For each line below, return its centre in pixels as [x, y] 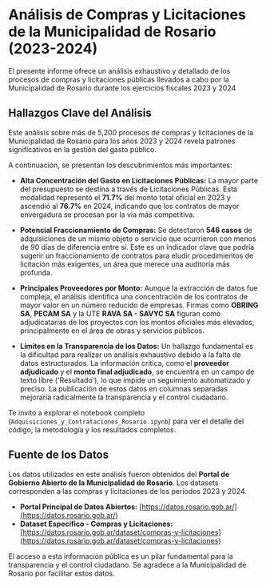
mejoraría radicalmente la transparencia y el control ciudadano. [124, 397]
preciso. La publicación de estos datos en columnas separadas [123, 388]
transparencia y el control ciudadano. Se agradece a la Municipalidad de [127, 564]
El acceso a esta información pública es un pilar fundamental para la [121, 556]
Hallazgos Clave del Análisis [80, 113]
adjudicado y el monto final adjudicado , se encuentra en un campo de [137, 371]
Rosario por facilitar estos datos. [62, 573]
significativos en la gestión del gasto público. [83, 149]
